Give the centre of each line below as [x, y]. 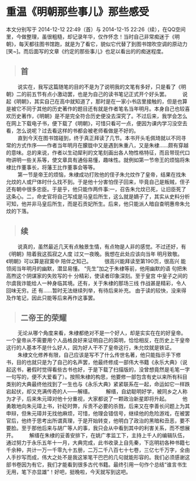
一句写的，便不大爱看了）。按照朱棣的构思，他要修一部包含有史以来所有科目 [97, 377]
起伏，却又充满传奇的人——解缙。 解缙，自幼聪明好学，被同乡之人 [97, 391]
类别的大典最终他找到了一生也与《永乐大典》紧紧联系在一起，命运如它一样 [95, 384]
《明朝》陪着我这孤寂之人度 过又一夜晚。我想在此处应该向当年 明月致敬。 [94, 254]
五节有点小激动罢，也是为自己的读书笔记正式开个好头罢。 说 [109, 94]
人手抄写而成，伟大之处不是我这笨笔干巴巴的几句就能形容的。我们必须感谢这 [98, 458]
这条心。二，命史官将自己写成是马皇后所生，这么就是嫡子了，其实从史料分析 [98, 196]
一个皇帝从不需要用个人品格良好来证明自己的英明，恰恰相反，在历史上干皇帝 [98, 341]
